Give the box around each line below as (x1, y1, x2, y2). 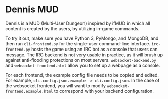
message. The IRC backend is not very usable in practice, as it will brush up (5, 52, 163, 58)
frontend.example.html (5, 89, 53, 94)
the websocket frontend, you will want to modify (5, 82, 106, 89)
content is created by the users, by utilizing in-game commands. (5, 25, 140, 31)
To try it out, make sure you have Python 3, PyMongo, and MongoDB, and (5, 35, 159, 41)
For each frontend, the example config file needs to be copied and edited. (5, 72, 159, 78)
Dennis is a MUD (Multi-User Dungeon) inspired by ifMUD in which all (5, 20, 150, 26)
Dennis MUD (5, 4, 59, 15)
